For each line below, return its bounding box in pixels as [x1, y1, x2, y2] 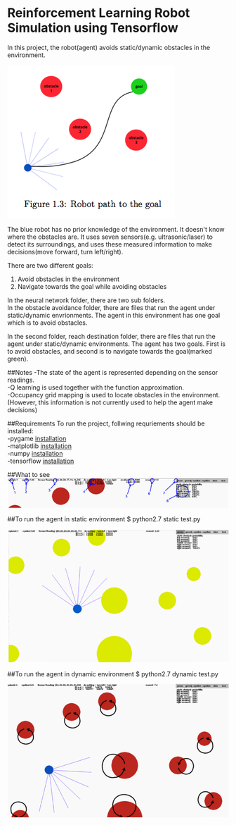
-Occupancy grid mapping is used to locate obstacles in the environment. [7, 390, 221, 399]
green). [7, 354, 29, 363]
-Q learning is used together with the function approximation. [7, 383, 185, 392]
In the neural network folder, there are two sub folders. [7, 296, 166, 304]
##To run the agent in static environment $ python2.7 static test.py [7, 515, 201, 523]
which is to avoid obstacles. [7, 318, 88, 327]
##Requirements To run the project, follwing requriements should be [7, 419, 205, 428]
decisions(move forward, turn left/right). [7, 247, 124, 256]
